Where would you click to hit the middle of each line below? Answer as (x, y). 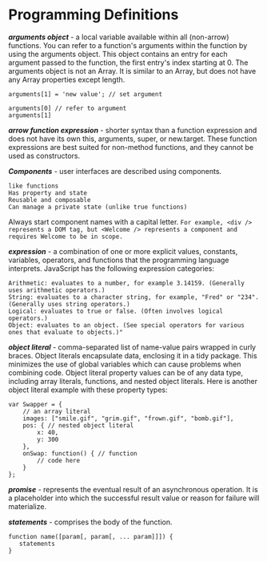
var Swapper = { (35, 404)
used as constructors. (44, 156)
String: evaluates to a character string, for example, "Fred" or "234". (134, 297)
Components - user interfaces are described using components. (115, 171)
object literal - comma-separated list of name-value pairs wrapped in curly (132, 347)
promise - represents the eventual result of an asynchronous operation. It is (133, 489)
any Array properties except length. (67, 79)
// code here (59, 460)
